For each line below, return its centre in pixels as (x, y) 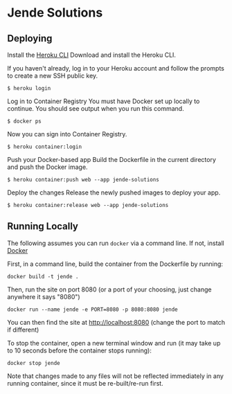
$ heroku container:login (44, 147)
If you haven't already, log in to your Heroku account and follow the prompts (116, 68)
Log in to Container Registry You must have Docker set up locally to (104, 101)
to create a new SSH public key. (53, 75)
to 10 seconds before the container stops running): (80, 350)
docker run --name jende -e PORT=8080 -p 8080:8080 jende (92, 310)
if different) (23, 330)
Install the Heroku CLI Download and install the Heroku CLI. (92, 55)
